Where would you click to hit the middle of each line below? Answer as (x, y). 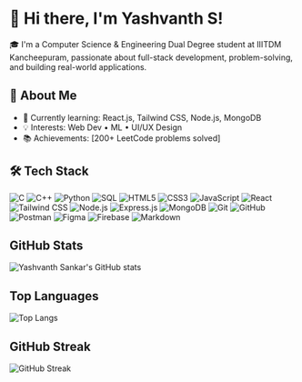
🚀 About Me (43, 96)
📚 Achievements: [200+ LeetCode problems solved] (121, 138)
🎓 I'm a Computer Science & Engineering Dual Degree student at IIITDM (146, 44)
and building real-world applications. (78, 66)
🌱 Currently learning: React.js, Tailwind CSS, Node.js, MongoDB (142, 117)
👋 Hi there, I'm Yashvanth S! (116, 19)
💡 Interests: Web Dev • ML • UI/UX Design (102, 127)
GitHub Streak (50, 346)
